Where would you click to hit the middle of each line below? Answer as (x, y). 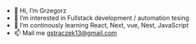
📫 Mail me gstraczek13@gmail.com (65, 33)
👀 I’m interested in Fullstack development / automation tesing (101, 18)
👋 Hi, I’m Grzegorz (40, 11)
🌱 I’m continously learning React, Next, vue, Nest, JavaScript (101, 25)
